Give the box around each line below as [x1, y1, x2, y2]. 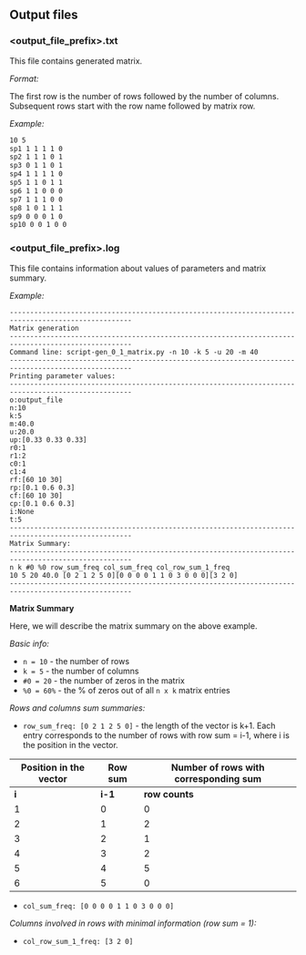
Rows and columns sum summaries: [9, 702, 146, 714]
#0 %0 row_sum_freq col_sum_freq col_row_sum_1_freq [25, 562, 230, 572]
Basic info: [9, 638, 50, 649]
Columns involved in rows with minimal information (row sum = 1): [9, 918, 257, 929]
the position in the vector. [22, 739, 118, 750]
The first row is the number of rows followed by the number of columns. [9, 90, 280, 101]
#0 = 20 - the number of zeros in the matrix [22, 674, 185, 686]
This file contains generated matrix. [9, 55, 143, 67]
